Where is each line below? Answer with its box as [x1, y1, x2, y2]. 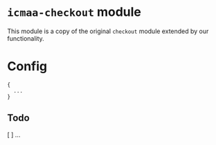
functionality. [7, 34, 45, 42]
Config [7, 59, 47, 75]
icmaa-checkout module [7, 4, 142, 20]
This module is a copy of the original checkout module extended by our [7, 27, 209, 35]
